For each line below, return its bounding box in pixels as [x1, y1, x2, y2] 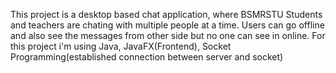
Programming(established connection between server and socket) [10, 51, 284, 63]
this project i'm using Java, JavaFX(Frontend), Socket [10, 40, 232, 52]
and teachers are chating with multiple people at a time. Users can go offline [10, 19, 325, 31]
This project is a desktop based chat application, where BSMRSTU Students [10, 9, 323, 20]
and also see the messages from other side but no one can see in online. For [10, 30, 326, 41]
